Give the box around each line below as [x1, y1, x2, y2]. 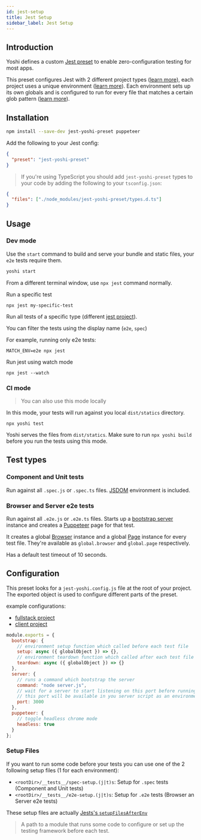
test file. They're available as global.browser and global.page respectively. [6, 539, 190, 547]
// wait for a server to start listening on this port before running [17, 688, 197, 694]
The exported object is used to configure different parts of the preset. [6, 590, 178, 598]
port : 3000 [17, 699, 44, 705]
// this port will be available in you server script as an [17, 694, 170, 700]
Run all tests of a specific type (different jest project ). [6, 313, 138, 320]
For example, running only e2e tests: [6, 336, 96, 343]
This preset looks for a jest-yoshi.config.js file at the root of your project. [6, 584, 192, 592]
